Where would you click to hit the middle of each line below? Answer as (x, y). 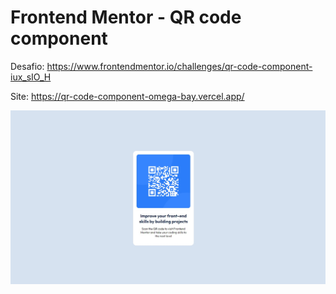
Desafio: (27, 66)
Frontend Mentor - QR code (126, 17)
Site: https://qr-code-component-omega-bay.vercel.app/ (127, 96)
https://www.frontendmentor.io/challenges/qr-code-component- (179, 66)
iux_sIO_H (31, 77)
